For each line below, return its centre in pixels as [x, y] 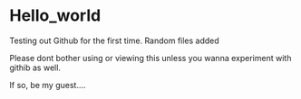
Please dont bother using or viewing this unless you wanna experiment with [150, 58]
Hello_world [55, 16]
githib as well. [35, 67]
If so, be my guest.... [48, 85]
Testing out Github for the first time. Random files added [114, 40]
